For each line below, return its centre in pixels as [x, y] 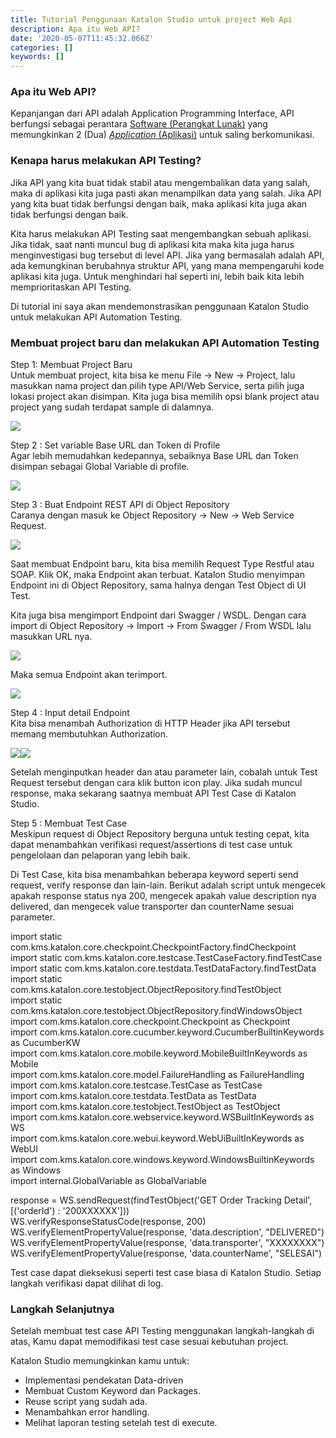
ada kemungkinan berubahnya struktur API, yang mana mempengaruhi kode [167, 265]
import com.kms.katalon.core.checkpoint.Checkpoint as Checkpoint [150, 1022]
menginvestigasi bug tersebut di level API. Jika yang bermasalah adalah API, [167, 255]
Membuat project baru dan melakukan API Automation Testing [165, 343]
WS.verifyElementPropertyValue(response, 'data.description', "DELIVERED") [167, 1232]
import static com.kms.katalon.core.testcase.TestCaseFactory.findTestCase [166, 958]
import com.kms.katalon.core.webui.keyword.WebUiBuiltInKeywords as [157, 1138]
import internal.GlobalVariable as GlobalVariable [109, 1181]
